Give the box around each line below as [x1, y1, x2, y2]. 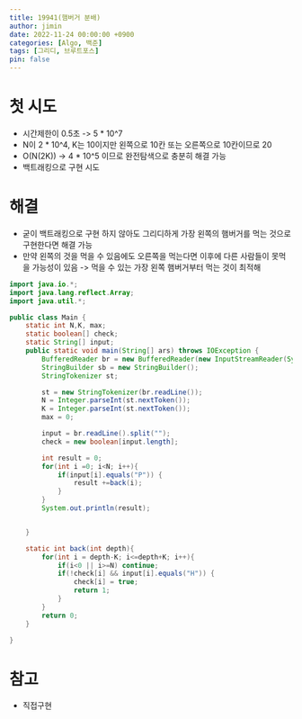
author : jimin [9, 22, 63, 31]
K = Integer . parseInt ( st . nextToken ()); [41, 404, 191, 414]
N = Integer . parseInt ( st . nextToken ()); [41, 396, 191, 405]
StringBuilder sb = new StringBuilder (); [41, 363, 200, 372]
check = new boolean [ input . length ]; [41, 437, 179, 446]
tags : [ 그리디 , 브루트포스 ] [9, 47, 100, 56]
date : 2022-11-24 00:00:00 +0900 [9, 30, 135, 39]
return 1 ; [73, 586, 111, 595]
